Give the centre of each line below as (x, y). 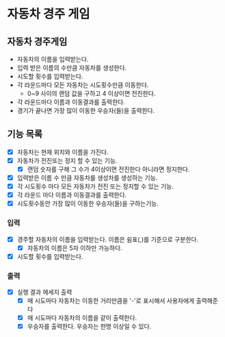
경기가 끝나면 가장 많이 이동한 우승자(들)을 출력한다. (86, 111)
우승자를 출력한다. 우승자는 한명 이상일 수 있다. (89, 327)
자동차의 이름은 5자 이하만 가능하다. (75, 248)
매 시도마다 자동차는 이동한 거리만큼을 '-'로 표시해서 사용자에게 (111, 301)
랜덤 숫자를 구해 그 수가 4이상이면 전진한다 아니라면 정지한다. (108, 169)
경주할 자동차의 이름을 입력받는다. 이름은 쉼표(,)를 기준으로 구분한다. (108, 239)
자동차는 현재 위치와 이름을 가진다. (63, 152)
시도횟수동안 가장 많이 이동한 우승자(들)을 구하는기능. (88, 203)
